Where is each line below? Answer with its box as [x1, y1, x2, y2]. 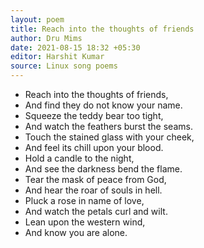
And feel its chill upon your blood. [24, 142, 164, 153]
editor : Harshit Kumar [10, 52, 105, 62]
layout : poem [10, 14, 65, 25]
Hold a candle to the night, [24, 152, 135, 164]
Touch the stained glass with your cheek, [24, 131, 195, 143]
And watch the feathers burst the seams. [24, 121, 193, 132]
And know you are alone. [24, 227, 128, 238]
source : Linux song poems [10, 61, 118, 71]
